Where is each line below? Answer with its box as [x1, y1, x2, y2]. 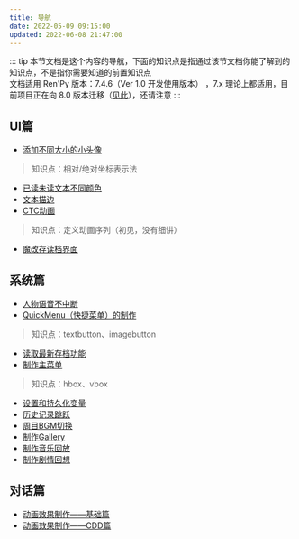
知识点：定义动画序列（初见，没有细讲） [31, 225, 182, 236]
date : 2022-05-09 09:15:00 [9, 22, 111, 31]
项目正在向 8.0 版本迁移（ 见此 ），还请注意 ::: [16, 89, 181, 100]
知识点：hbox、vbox [31, 378, 108, 389]
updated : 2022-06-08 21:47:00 [9, 30, 123, 39]
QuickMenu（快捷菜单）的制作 [22, 310, 137, 321]
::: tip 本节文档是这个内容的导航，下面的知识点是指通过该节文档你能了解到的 [9, 56, 291, 67]
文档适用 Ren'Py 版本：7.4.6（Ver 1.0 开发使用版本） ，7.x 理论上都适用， [9, 79, 281, 89]
